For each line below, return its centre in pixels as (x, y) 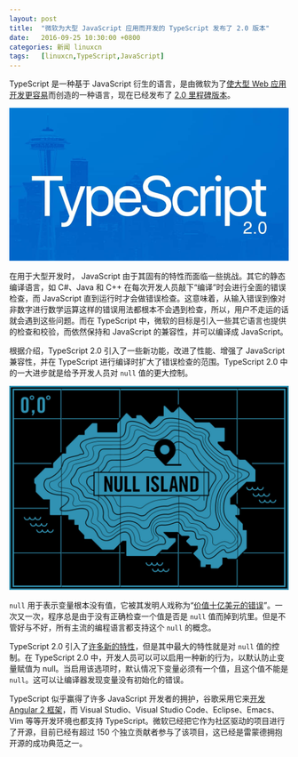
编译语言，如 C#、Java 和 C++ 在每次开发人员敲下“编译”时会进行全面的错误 (148, 287)
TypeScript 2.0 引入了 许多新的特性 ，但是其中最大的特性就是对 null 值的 (141, 647)
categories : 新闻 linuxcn (55, 47)
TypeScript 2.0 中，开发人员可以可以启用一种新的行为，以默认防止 (156, 657)
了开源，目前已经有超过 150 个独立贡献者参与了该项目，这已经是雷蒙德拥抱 (146, 732)
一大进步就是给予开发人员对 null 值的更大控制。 (105, 373)
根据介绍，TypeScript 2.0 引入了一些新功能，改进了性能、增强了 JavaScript (147, 350)
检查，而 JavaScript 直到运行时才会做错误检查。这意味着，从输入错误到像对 (148, 299)
